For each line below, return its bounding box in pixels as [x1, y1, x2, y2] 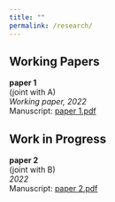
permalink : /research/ [9, 21, 93, 30]
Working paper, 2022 [9, 97, 87, 107]
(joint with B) [9, 165, 56, 175]
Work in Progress [9, 131, 107, 146]
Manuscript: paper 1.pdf [9, 105, 96, 116]
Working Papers [9, 54, 100, 69]
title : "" [9, 12, 46, 22]
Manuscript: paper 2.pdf [9, 183, 98, 194]
